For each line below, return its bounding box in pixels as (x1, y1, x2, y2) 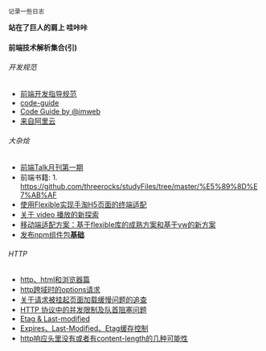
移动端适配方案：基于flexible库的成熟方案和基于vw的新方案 (19, 220, 216, 229)
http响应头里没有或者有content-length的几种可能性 (19, 333, 189, 344)
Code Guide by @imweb (19, 106, 101, 116)
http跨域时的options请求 (19, 285, 100, 295)
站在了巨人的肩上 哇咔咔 (8, 23, 88, 32)
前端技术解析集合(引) (8, 43, 78, 52)
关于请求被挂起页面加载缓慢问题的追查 (19, 295, 147, 304)
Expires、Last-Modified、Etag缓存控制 (19, 324, 149, 333)
